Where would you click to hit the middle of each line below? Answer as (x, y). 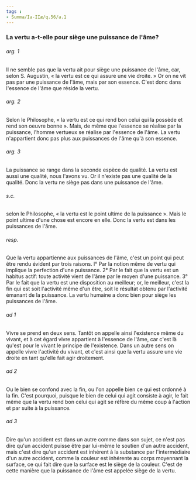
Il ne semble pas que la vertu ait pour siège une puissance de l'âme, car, (93, 69)
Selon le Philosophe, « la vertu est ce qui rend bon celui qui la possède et (94, 119)
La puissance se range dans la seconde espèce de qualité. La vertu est (92, 170)
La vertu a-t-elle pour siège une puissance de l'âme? (82, 37)
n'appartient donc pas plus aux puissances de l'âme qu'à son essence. (92, 138)
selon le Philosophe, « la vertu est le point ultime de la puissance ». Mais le (96, 214)
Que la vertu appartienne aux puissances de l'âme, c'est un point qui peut (95, 258)
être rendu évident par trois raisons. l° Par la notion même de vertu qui (91, 264)
